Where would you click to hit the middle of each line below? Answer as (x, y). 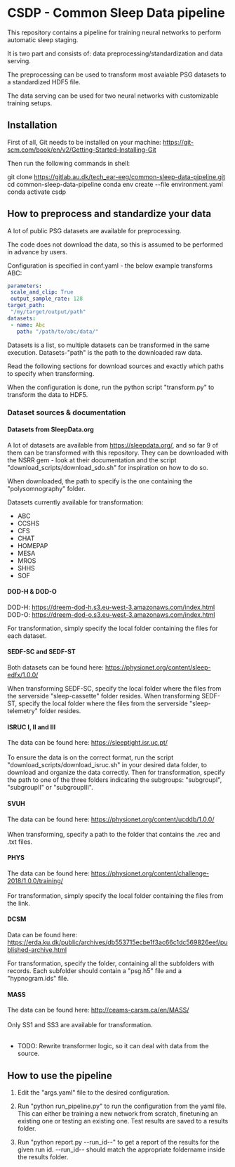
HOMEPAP (33, 545)
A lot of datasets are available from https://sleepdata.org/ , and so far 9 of (113, 445)
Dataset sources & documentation (67, 412)
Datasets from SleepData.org (51, 429)
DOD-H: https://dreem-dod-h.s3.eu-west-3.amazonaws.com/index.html (111, 607)
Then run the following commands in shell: (69, 163)
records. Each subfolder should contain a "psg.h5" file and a (95, 970)
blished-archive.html (37, 949)
